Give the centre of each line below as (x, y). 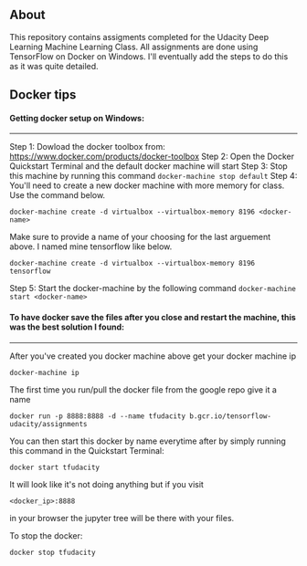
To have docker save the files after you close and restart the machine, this (153, 317)
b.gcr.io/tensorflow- (230, 416)
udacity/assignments (49, 424)
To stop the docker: (46, 535)
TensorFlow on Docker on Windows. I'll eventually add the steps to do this (149, 56)
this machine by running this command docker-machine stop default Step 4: (153, 176)
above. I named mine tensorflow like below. (91, 246)
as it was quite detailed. (54, 66)
